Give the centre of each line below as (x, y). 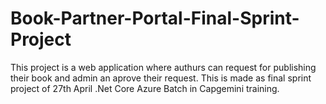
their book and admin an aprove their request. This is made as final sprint (161, 78)
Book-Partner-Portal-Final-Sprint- (155, 18)
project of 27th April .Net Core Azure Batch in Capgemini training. (145, 88)
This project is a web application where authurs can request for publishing (163, 67)
